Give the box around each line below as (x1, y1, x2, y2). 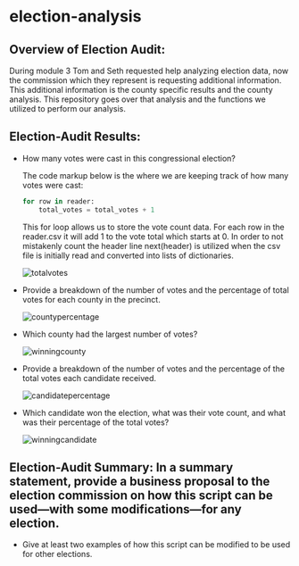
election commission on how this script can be (9, 487, 274, 503)
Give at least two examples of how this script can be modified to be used (21, 539, 291, 550)
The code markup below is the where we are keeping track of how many (21, 170, 289, 180)
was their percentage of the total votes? (21, 417, 170, 428)
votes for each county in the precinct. (21, 294, 161, 304)
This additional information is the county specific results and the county (9, 85, 274, 95)
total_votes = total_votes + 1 (38, 205, 155, 214)
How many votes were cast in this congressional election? (21, 153, 237, 163)
